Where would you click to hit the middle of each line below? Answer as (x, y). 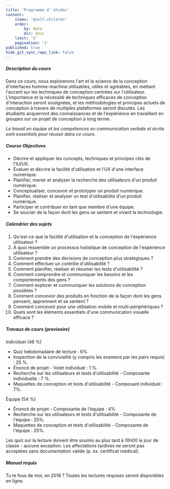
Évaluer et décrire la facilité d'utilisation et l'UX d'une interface (78, 169)
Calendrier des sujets (29, 224)
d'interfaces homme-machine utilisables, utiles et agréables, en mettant (81, 87)
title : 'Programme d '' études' (38, 10)
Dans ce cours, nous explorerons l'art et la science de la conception (77, 81)
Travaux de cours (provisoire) (38, 329)
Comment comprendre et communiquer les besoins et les (73, 275)
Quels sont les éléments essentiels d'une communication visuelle (81, 312)
